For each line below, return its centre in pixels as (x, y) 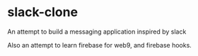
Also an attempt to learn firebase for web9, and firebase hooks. (100, 45)
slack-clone (43, 12)
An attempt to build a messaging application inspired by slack (97, 31)
